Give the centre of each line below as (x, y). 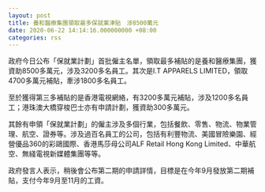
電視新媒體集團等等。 (70, 154)
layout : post (30, 15)
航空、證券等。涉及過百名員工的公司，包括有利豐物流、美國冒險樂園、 (136, 134)
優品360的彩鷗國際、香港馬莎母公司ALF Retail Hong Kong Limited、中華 (132, 144)
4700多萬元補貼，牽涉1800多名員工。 (70, 81)
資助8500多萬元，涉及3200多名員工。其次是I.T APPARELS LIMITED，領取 (128, 71)
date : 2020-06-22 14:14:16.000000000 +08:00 (82, 30)
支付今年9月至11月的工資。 (65, 181)
